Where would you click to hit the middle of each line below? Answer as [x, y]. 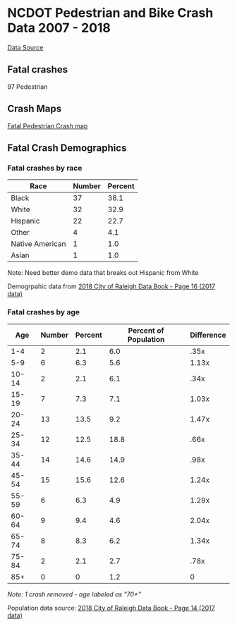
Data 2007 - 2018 [59, 28]
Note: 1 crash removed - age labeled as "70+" [74, 594]
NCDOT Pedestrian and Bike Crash [110, 13]
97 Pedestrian [28, 87]
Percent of [146, 331]
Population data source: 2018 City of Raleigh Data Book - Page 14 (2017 [111, 608]
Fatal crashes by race [45, 168]
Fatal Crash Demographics [67, 148]
